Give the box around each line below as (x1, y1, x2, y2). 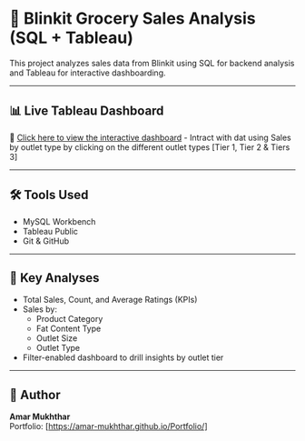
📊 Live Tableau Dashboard (9, 104, 164, 119)
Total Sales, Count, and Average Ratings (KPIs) (22, 295, 198, 306)
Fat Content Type (35, 323, 102, 335)
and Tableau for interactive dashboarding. (9, 67, 166, 78)
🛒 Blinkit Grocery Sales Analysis (9, 8, 256, 29)
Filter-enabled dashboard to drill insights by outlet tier (22, 352, 224, 363)
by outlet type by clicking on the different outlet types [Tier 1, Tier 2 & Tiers (9, 141, 290, 153)
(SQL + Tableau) (9, 27, 134, 48)
